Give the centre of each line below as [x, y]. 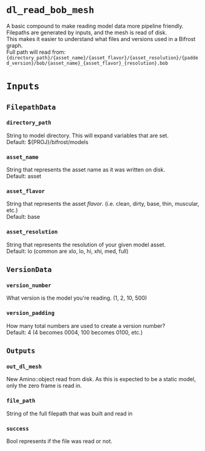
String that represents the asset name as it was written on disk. [86, 170]
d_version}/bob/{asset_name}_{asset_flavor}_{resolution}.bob [87, 63]
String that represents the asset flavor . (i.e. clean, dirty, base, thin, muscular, [103, 204]
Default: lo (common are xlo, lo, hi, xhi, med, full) [68, 251]
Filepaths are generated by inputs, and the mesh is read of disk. [87, 32]
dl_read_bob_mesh [50, 10]
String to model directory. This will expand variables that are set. [88, 135]
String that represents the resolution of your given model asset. [86, 244]
